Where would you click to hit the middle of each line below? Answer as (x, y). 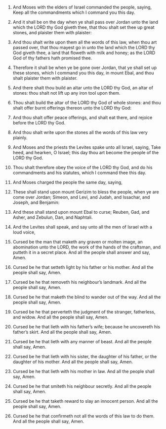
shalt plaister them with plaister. (45, 78)
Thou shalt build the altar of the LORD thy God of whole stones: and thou (87, 103)
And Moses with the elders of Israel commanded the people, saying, (82, 7)
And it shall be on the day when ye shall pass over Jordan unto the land (85, 22)
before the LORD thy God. (39, 123)
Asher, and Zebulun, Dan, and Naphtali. (53, 217)
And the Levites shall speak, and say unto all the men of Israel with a (82, 227)
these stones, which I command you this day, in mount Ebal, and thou (83, 73)
